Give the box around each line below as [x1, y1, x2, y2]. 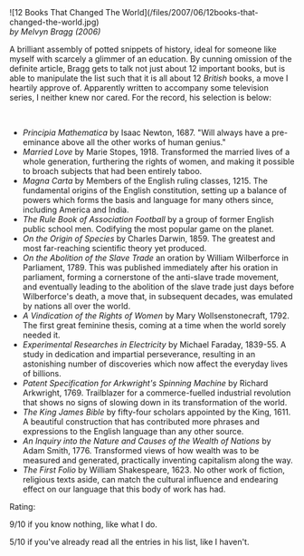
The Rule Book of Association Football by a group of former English [22, 214, 274, 224]
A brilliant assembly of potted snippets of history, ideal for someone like [9, 44, 278, 54]
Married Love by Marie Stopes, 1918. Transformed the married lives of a [22, 147, 290, 157]
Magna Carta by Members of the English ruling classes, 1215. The [22, 175, 269, 186]
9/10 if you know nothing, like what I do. [9, 519, 158, 530]
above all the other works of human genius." [62, 137, 226, 147]
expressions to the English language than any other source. [22, 426, 244, 436]
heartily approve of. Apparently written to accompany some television [9, 83, 270, 93]
